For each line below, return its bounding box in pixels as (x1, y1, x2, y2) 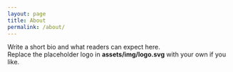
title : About (7, 17, 46, 24)
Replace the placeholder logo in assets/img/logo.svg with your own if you (7, 50, 227, 59)
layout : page (7, 10, 46, 18)
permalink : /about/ (7, 23, 66, 30)
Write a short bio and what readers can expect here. (7, 43, 160, 52)
